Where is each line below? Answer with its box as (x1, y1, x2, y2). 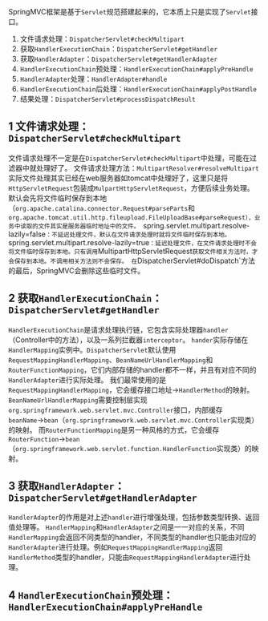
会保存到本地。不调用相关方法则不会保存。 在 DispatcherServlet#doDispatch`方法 (8, 256, 255, 265)
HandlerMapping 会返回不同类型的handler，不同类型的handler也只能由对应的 (8, 532, 257, 542)
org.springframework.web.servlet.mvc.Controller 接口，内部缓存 (8, 405, 223, 414)
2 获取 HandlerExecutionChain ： (8, 292, 163, 305)
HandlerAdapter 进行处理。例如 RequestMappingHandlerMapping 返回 (8, 542, 223, 552)
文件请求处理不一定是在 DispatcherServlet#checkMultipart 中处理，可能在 (8, 153, 250, 163)
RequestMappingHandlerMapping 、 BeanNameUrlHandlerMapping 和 (8, 355, 213, 365)
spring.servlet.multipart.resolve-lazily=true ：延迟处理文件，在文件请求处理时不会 (8, 237, 257, 247)
